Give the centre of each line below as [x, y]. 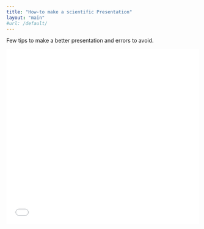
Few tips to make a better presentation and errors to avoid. [80, 41]
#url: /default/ [27, 23]
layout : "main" [26, 18]
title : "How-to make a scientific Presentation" [69, 12]
